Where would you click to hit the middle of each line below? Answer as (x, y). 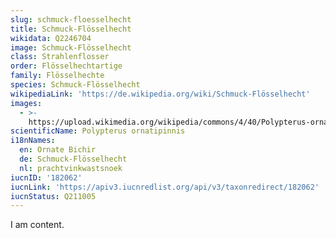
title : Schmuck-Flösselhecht (71, 29)
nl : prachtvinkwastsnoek (71, 168)
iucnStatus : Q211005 (53, 196)
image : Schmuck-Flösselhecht (71, 47)
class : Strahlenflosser (60, 57)
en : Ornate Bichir (58, 150)
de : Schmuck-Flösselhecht (73, 159)
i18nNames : (33, 141)
